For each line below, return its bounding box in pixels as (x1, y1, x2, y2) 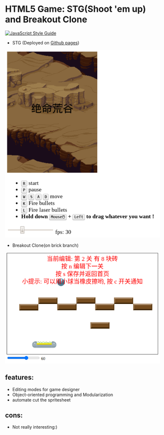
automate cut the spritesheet (12, 397, 71, 402)
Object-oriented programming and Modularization (12, 392, 113, 398)
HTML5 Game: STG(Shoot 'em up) (5, 3, 146, 15)
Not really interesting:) (12, 424, 57, 430)
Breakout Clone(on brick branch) (12, 242, 79, 248)
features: (5, 373, 34, 382)
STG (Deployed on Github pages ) (12, 39, 80, 45)
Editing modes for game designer (12, 386, 80, 392)
